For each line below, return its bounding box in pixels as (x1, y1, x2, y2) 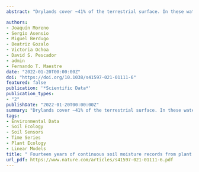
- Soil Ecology (6, 124, 44, 130)
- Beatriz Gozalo (6, 41, 49, 47)
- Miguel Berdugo (6, 36, 49, 42)
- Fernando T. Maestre (6, 63, 62, 69)
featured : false (6, 80, 46, 86)
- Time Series (6, 135, 41, 141)
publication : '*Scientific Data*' (6, 85, 92, 92)
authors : (6, 19, 28, 25)
